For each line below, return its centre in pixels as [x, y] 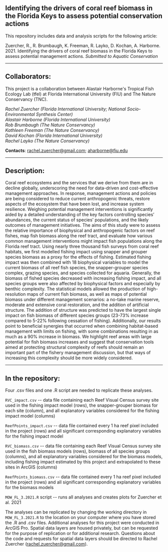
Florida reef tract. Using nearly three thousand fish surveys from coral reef [82, 246]
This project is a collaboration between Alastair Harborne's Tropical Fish [79, 88]
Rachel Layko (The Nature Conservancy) [47, 141]
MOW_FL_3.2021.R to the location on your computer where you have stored [80, 518]
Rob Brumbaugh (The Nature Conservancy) [50, 125]
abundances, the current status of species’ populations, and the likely [77, 220]
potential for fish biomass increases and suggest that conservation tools [79, 342]
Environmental [20, 114]
